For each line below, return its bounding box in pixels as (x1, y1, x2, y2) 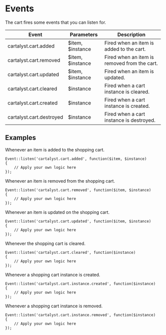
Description (117, 31, 146, 38)
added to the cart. (104, 46, 146, 52)
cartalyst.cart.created (7, 99, 58, 106)
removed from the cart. (104, 60, 158, 67)
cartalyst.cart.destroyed (7, 113, 63, 120)
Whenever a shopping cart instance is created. (5, 272, 100, 278)
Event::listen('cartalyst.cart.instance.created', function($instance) (5, 281, 156, 286)
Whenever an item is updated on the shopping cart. (5, 209, 110, 215)
